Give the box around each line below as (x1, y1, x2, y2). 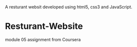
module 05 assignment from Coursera (5, 36, 81, 42)
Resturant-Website (5, 21, 83, 32)
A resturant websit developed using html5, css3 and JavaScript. (5, 4, 132, 10)
